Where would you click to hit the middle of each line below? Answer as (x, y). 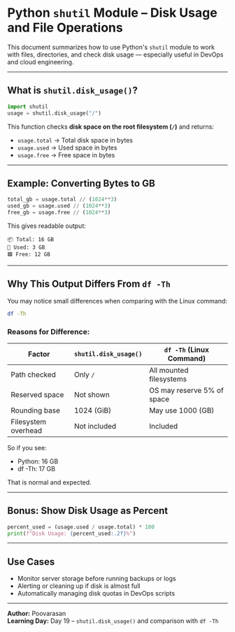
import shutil (28, 106)
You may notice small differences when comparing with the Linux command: (117, 301)
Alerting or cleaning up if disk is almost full (79, 586)
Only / (85, 374)
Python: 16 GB (38, 461)
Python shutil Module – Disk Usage (113, 13)
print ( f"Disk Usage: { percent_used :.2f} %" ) (72, 533)
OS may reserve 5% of (186, 390)
